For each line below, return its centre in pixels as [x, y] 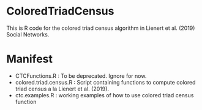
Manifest [30, 59]
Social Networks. [28, 34]
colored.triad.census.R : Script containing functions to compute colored [105, 82]
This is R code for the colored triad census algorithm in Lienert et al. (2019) [101, 28]
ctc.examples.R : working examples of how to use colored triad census [104, 95]
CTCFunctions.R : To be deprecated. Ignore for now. [81, 76]
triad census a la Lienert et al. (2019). [62, 89]
